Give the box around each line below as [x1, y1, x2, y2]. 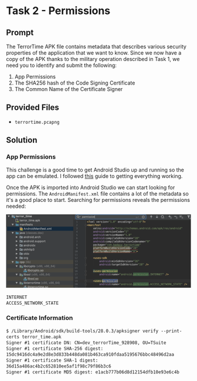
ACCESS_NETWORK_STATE [6, 301, 59, 306]
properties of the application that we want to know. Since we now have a [6, 49, 182, 56]
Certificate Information [6, 314, 73, 322]
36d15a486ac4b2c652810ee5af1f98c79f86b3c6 [6, 363, 111, 369]
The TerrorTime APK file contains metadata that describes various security [6, 43, 186, 50]
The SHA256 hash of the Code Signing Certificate [14, 79, 135, 86]
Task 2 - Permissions [6, 4, 111, 18]
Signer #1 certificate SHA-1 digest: [6, 357, 98, 363]
